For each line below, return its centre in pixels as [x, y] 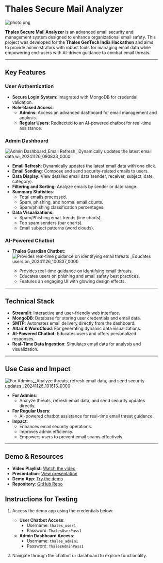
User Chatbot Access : [42, 520]
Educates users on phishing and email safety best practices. [80, 276]
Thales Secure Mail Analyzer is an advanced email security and [69, 32]
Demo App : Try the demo [37, 479]
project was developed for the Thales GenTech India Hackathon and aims [79, 42]
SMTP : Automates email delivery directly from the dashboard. [74, 323]
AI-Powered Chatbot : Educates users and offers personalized [74, 334]
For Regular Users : [31, 411]
